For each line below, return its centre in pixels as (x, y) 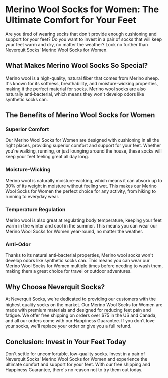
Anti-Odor (18, 244)
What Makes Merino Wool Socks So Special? (77, 66)
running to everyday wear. (32, 196)
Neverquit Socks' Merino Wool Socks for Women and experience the (76, 359)
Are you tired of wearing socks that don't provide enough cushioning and (81, 34)
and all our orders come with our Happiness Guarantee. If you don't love (80, 321)
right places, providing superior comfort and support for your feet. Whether (83, 146)
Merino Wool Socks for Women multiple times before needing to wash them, (84, 266)
